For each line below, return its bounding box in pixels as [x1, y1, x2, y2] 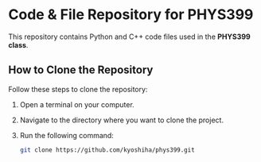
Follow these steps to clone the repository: [8, 84, 148, 94]
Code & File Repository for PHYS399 [8, 6, 254, 24]
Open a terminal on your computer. [19, 99, 135, 109]
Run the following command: [19, 130, 114, 140]
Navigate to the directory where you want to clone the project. [19, 115, 224, 125]
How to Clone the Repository [8, 64, 154, 77]
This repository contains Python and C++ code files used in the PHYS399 [8, 32, 251, 41]
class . [8, 40, 29, 49]
